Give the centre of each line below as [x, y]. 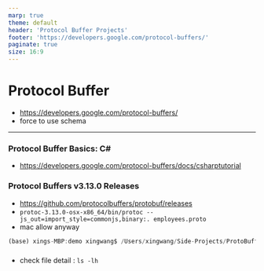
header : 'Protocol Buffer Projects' [68, 30]
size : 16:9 [26, 52]
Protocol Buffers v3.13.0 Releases [74, 186]
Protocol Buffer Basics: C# [60, 148]
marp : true [26, 15]
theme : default [33, 23]
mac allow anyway [49, 227]
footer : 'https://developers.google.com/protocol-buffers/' [109, 37]
